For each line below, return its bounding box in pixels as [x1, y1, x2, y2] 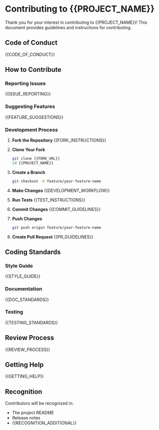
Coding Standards [5, 248, 61, 256]
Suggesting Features [5, 103, 56, 110]
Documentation [5, 286, 43, 292]
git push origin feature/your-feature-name [12, 225, 101, 230]
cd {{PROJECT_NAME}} [12, 160, 54, 165]
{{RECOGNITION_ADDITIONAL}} [12, 420, 77, 426]
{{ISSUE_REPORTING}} [5, 91, 51, 97]
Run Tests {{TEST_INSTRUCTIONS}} [12, 197, 86, 203]
